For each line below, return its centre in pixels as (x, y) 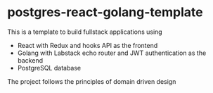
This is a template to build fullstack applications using (85, 32)
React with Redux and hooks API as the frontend (88, 45)
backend (30, 60)
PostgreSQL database (49, 68)
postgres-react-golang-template (105, 12)
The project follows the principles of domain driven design (92, 81)
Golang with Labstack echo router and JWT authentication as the (112, 53)
